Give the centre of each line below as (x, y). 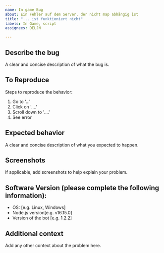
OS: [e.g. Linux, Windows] (39, 207)
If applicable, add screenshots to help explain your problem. (66, 172)
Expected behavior (35, 133)
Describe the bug (32, 52)
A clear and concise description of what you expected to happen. (72, 145)
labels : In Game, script (31, 24)
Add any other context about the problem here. (53, 245)
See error (22, 117)
